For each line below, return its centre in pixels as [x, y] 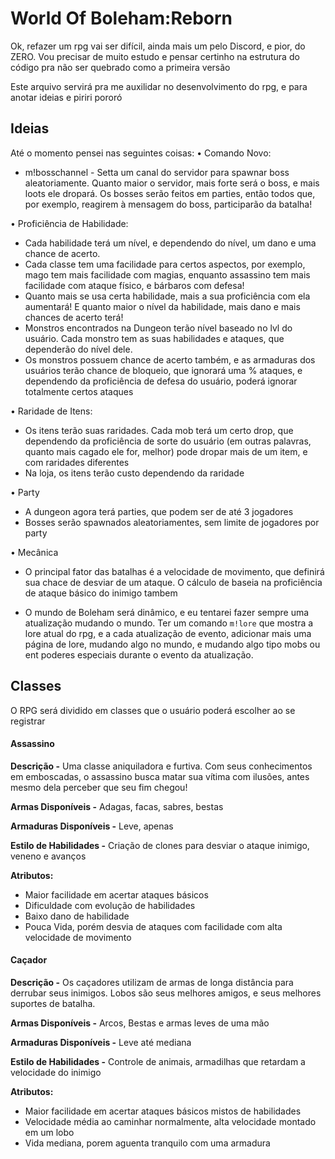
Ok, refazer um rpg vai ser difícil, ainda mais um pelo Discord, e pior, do [158, 46]
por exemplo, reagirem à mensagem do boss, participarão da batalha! [168, 204]
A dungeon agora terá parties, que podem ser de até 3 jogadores [159, 511]
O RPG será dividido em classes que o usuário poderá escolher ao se [153, 710]
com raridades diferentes [77, 462]
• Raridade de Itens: [51, 411]
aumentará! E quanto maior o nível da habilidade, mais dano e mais [162, 306]
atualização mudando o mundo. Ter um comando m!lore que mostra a [169, 623]
